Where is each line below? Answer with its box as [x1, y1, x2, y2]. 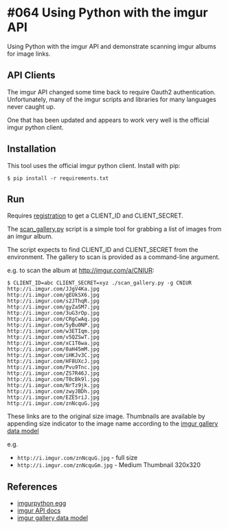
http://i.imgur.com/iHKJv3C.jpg [7, 352, 100, 359]
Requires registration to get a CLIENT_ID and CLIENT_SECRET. [7, 211, 183, 220]
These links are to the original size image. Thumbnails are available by [7, 412, 205, 421]
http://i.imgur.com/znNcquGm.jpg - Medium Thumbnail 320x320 [16, 461, 201, 469]
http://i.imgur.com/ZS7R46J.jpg [7, 370, 100, 377]
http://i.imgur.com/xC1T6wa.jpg [7, 340, 100, 347]
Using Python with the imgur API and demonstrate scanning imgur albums [7, 42, 216, 50]
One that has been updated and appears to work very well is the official [7, 116, 209, 124]
